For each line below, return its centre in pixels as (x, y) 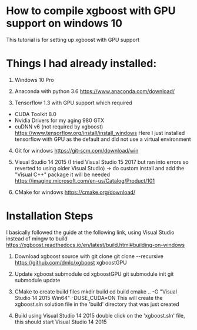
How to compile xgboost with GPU (91, 11)
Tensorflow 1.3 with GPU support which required (73, 103)
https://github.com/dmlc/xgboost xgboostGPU (71, 262)
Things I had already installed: (81, 64)
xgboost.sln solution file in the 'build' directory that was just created (97, 304)
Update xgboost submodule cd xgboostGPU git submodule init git (94, 274)
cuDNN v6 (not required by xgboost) (59, 126)
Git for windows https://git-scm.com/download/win (76, 150)
